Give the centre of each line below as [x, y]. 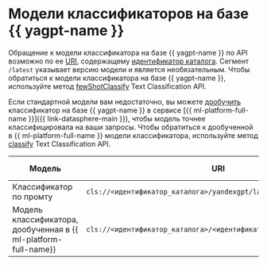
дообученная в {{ [45, 229]
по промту [33, 197]
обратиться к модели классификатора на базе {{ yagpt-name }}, [117, 78]
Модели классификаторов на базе [128, 14]
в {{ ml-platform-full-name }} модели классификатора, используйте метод [133, 135]
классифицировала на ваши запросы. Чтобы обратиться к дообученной [131, 127]
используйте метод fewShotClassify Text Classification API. [107, 86]
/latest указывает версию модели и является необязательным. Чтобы [129, 69]
